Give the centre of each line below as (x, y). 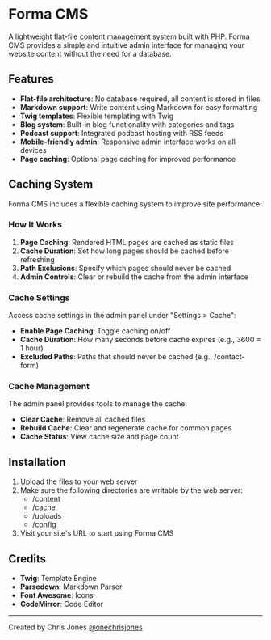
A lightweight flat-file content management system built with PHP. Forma (129, 36)
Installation (37, 462)
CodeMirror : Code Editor (61, 604)
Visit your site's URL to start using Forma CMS (97, 533)
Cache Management (49, 387)
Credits (27, 559)
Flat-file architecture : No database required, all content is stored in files (140, 99)
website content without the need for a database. (90, 53)
